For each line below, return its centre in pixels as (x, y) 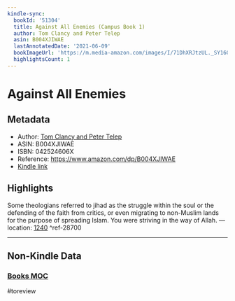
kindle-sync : (26, 14)
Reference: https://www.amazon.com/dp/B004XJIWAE (97, 159)
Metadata (29, 120)
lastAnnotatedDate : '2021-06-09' (62, 46)
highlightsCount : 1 (42, 59)
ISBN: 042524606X (46, 151)
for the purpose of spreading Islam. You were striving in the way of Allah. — (116, 220)
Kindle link (32, 166)
